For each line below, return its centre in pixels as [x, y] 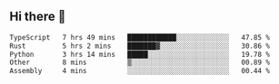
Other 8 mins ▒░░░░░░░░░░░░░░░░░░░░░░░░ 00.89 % [140, 63]
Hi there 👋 [38, 17]
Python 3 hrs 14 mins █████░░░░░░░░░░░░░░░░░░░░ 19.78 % [140, 54]
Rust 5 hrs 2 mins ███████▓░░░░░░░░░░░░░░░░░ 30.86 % [140, 46]
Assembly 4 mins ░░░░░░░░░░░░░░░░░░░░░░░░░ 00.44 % [140, 71]
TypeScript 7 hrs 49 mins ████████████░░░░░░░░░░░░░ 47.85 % [140, 37]
